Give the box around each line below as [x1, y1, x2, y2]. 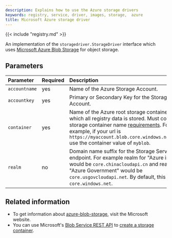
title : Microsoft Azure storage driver [5, 17, 91, 22]
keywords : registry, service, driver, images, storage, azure [5, 12, 143, 17]
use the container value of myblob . [69, 139, 151, 147]
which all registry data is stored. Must [69, 115, 160, 122]
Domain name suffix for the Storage [69, 148, 155, 155]
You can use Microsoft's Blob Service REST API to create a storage [12, 222, 155, 228]
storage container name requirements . [69, 121, 162, 129]
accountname [8, 86, 37, 92]
